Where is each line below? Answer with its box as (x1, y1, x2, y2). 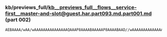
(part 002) (5, 16, 31, 23)
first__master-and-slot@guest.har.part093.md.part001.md (5, 10, 152, 17)
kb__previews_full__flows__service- (48, 4, 137, 11)
